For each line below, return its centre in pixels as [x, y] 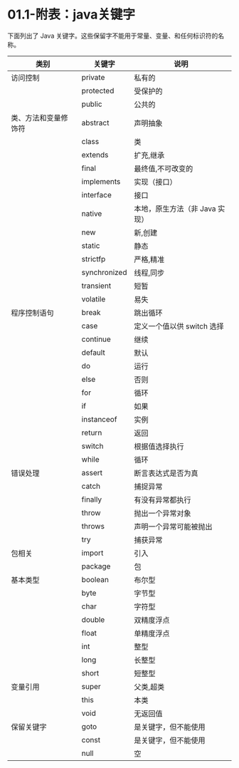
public [92, 104]
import [92, 553]
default [93, 352]
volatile [94, 299]
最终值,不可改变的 [164, 168]
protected [98, 90]
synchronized [104, 272]
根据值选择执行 [159, 446]
